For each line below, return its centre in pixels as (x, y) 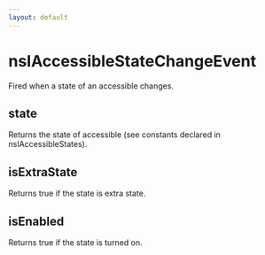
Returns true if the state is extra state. (77, 193)
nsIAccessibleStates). (48, 144)
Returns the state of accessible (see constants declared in (114, 135)
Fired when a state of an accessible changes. (91, 86)
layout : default (38, 17)
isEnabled (36, 221)
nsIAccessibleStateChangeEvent (132, 61)
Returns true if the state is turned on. (75, 243)
